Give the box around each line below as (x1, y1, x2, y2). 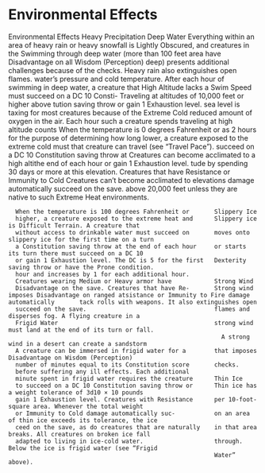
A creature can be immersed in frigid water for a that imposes (15, 347, 258, 355)
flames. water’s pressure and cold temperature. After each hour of (8, 74, 225, 83)
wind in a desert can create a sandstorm (8, 339, 148, 347)
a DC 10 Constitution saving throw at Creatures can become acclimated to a (8, 149, 256, 160)
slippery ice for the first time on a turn (8, 235, 155, 243)
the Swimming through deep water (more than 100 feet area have (8, 48, 221, 58)
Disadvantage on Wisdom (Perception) (8, 354, 133, 362)
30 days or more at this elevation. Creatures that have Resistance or (8, 167, 231, 176)
